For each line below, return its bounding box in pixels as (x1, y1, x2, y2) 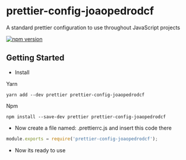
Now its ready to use (14, 146, 66, 153)
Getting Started (6, 53, 65, 63)
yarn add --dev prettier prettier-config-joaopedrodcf (6, 91, 145, 98)
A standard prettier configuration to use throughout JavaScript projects (6, 24, 180, 31)
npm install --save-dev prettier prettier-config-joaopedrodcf (6, 113, 166, 120)
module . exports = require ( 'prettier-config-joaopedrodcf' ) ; (6, 136, 159, 141)
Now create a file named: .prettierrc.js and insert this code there (14, 124, 172, 131)
